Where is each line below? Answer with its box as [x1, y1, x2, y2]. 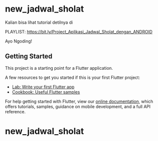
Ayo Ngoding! [5, 38, 32, 44]
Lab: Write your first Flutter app [12, 84, 75, 90]
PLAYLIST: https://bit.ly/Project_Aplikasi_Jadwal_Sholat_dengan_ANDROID [5, 29, 153, 34]
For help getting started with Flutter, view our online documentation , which [5, 98, 154, 104]
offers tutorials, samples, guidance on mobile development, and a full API [5, 103, 151, 110]
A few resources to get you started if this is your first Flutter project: [5, 74, 140, 80]
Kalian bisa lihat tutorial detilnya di [5, 19, 73, 25]
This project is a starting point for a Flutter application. [5, 65, 113, 71]
